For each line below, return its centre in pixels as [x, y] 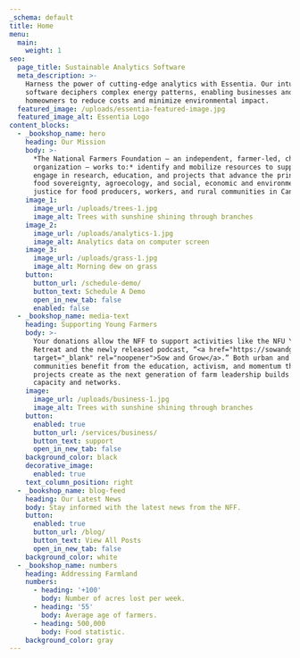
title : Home [31, 26]
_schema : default [42, 17]
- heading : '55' [63, 607]
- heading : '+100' [67, 590]
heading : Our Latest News [74, 499]
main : [28, 42]
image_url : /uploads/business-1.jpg [101, 400]
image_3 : [42, 250]
